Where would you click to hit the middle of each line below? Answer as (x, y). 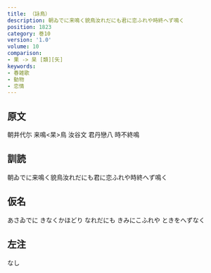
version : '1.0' (30, 40)
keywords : (22, 66)
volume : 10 (23, 47)
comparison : (25, 54)
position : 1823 (30, 27)
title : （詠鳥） (29, 14)
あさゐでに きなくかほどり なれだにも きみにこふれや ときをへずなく (106, 220)
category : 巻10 (29, 34)
